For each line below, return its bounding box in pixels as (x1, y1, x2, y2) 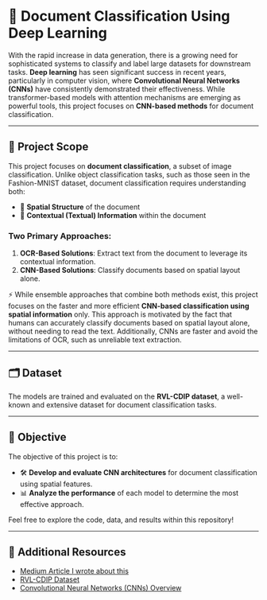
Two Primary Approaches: (8, 230, 112, 241)
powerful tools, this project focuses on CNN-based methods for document (8, 101, 254, 111)
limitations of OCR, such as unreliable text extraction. (8, 335, 182, 345)
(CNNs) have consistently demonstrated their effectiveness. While (8, 84, 226, 94)
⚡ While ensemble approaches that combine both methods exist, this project (8, 290, 258, 299)
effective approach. (19, 499, 84, 508)
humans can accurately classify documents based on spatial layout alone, (8, 318, 250, 328)
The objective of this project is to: (8, 451, 118, 461)
